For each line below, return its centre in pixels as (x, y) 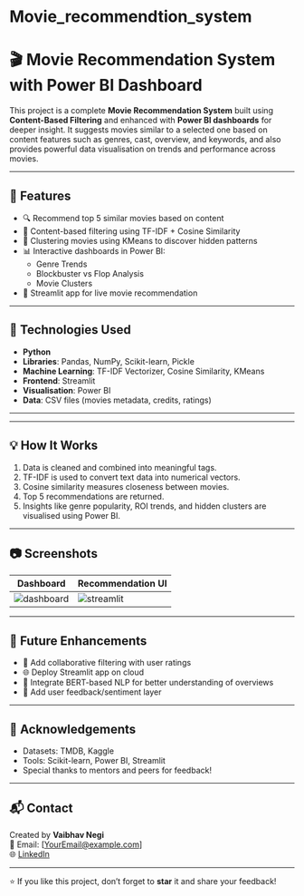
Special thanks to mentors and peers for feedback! (117, 770)
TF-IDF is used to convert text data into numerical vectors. (132, 477)
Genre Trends (62, 264)
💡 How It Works (54, 446)
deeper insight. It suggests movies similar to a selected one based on (139, 130)
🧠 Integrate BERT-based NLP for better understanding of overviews (148, 683)
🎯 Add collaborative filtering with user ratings (107, 663)
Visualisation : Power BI (66, 390)
